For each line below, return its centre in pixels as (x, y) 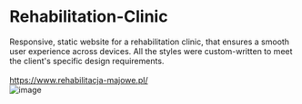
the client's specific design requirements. (87, 61)
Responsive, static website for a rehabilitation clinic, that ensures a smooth (149, 42)
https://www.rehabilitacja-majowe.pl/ (79, 80)
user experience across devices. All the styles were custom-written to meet (151, 51)
